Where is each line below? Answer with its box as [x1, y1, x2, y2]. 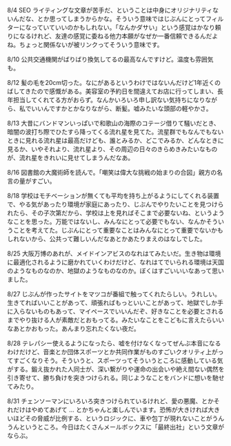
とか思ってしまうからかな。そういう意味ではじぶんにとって [37, 14, 206, 23]
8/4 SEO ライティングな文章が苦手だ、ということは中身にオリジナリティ [7, 6, 213, 14]
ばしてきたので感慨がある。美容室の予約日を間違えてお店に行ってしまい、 [7, 87, 218, 95]
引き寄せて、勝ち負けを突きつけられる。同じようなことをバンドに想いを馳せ [7, 374, 225, 382]
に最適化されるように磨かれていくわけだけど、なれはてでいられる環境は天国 [7, 258, 224, 266]
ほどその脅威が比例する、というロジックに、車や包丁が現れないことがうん [12, 414, 225, 423]
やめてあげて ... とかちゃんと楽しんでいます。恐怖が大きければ [30, 406, 208, 414]
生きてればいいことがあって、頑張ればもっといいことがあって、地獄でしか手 [7, 299, 224, 307]
